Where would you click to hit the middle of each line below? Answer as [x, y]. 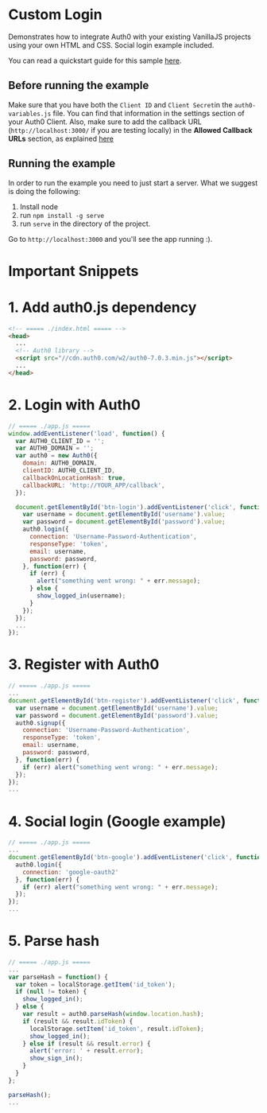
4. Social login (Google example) [117, 821]
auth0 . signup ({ [41, 723]
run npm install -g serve [62, 215]
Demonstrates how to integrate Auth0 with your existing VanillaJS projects [130, 37]
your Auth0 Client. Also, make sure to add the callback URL [105, 122]
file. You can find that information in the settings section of [149, 113]
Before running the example [79, 86]
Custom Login [55, 15]
